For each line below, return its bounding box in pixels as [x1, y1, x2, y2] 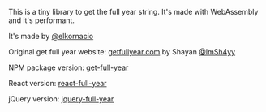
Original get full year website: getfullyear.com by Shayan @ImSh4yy [8, 47, 236, 56]
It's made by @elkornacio [8, 32, 94, 41]
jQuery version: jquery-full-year [8, 94, 114, 104]
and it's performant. [8, 15, 75, 25]
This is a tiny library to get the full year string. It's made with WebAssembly [8, 7, 259, 16]
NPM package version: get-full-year [8, 62, 129, 72]
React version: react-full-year [8, 79, 107, 88]
